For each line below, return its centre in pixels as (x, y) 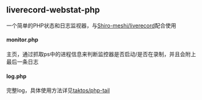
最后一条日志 (22, 62)
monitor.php (22, 40)
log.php (16, 76)
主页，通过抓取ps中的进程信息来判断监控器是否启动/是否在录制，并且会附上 (101, 54)
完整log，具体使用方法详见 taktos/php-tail (58, 90)
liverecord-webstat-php (53, 10)
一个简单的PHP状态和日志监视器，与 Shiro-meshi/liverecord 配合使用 (92, 25)
